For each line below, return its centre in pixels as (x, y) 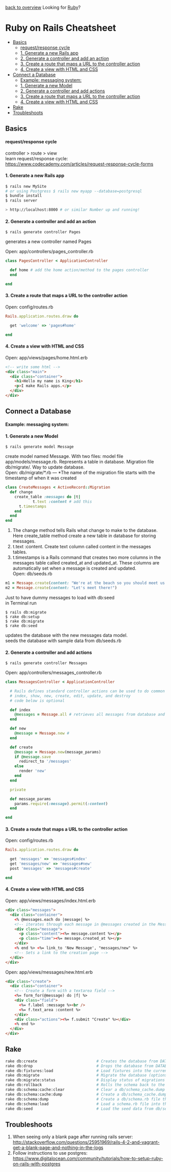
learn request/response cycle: (37, 158)
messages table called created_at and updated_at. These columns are (86, 563)
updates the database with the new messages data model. (67, 635)
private (18, 790)
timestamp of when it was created (41, 478)
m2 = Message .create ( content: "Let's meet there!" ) (61, 588)
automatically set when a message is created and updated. (74, 568)
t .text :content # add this (62, 502)
